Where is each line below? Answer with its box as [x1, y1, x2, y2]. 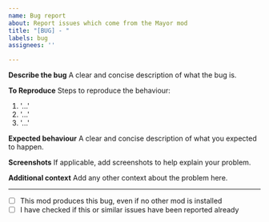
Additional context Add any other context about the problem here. [8, 173, 228, 183]
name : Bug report [8, 11, 66, 20]
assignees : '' [8, 42, 56, 50]
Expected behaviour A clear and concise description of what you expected [8, 133, 258, 144]
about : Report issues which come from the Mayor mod [8, 19, 188, 27]
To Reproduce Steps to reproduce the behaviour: [8, 85, 171, 96]
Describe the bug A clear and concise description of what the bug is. [8, 70, 237, 80]
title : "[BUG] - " [8, 26, 70, 34]
